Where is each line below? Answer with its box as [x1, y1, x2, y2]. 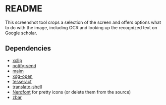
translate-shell [12, 84, 42, 90]
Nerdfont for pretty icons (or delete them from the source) [12, 89, 131, 95]
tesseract [12, 78, 32, 84]
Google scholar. [5, 30, 38, 36]
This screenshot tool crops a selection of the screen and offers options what [5, 19, 161, 25]
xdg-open [12, 73, 33, 79]
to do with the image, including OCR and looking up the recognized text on [5, 24, 158, 30]
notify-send [12, 62, 36, 68]
